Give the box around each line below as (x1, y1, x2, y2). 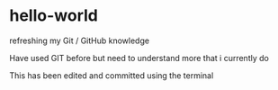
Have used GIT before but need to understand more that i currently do (9, 52, 270, 63)
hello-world (9, 5, 99, 26)
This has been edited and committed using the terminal (9, 69, 214, 81)
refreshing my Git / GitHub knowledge (9, 35, 150, 46)
